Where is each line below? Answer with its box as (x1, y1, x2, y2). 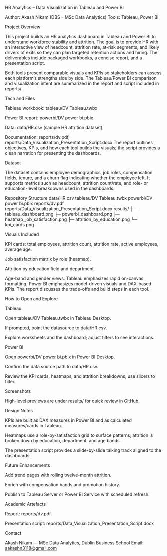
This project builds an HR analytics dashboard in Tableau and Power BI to (5, 34, 156, 39)
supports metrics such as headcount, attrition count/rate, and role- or (5, 180, 148, 186)
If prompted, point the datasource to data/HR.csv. (5, 325, 107, 331)
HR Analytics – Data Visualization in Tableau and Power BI (5, 5, 124, 10)
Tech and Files (5, 95, 35, 101)
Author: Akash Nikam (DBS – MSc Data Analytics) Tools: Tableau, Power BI (5, 14, 159, 20)
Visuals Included (5, 231, 39, 237)
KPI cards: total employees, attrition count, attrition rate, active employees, (5, 241, 159, 247)
